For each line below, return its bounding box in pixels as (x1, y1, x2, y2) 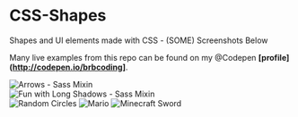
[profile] (258, 52, 290, 63)
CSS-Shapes (9, 5, 107, 26)
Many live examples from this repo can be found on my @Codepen (9, 52, 257, 63)
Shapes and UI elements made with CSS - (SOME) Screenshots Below (9, 35, 268, 46)
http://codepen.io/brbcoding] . (12, 62, 128, 72)
